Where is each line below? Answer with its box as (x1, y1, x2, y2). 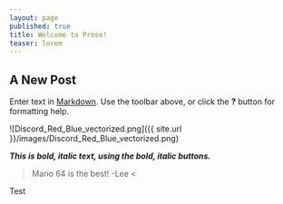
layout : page (9, 13, 59, 23)
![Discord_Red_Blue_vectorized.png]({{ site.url (9, 123, 182, 134)
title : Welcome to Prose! (9, 30, 107, 39)
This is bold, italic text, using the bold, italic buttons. (9, 151, 211, 161)
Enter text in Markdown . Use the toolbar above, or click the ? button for (9, 96, 275, 107)
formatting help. (9, 106, 70, 117)
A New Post (9, 72, 77, 87)
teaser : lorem (9, 38, 63, 48)
